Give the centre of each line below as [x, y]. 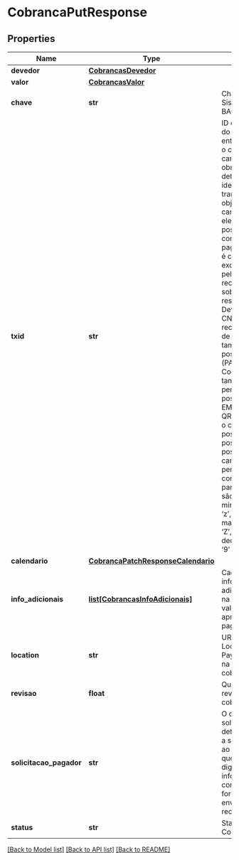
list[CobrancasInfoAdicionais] [140, 599]
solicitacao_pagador [46, 763]
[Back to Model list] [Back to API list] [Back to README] [89, 849]
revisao [24, 693]
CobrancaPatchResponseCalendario [152, 561]
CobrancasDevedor [122, 70]
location [25, 655]
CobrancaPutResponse [78, 12]
